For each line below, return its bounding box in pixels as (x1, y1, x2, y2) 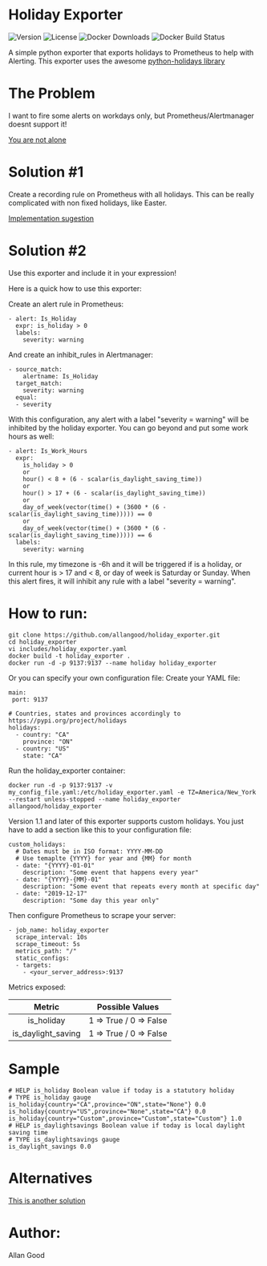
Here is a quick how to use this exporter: (8, 283, 142, 293)
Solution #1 (8, 163, 84, 181)
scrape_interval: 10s (15, 932, 88, 941)
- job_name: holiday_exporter (8, 926, 110, 934)
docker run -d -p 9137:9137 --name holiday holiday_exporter (8, 659, 217, 667)
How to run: (8, 604, 88, 622)
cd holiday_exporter (8, 637, 78, 646)
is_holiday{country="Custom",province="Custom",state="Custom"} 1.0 (8, 1114, 242, 1122)
